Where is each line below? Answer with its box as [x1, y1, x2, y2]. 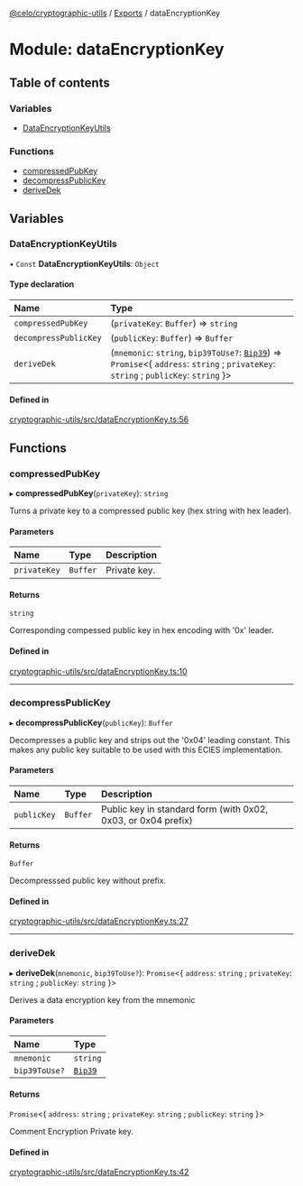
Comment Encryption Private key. [9, 1126, 133, 1137]
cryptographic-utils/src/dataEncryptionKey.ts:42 [9, 1167, 189, 1178]
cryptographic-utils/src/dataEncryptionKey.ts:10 [9, 666, 188, 676]
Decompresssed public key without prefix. [9, 875, 167, 887]
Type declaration [9, 279, 75, 290]
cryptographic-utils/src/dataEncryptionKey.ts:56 [9, 414, 189, 425]
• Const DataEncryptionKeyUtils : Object [9, 258, 160, 269]
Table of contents [9, 75, 110, 90]
